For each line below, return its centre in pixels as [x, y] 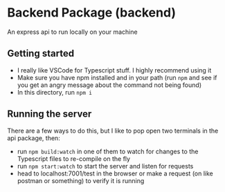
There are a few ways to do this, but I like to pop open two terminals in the [113, 131]
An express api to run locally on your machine [72, 32]
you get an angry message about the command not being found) [109, 85]
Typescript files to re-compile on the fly [73, 159]
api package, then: [34, 138]
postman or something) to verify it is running [81, 180]
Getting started [41, 54]
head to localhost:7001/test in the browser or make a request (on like [115, 173]
